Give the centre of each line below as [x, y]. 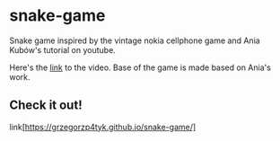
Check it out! [46, 106]
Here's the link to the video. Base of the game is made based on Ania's [140, 67]
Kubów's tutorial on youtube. [63, 49]
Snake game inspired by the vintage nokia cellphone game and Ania [135, 40]
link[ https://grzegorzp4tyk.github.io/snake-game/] [103, 127]
